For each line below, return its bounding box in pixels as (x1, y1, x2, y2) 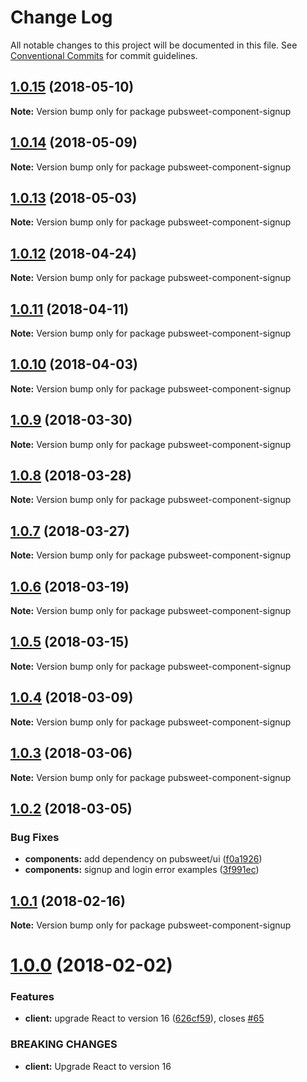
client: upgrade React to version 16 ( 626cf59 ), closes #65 (24, 1012, 265, 1025)
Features (10, 990, 55, 1004)
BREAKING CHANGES (10, 1037, 118, 1051)
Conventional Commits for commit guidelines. (10, 49, 198, 61)
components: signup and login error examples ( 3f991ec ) (24, 864, 260, 876)
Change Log (10, 6, 113, 29)
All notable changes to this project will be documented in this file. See (10, 39, 298, 51)
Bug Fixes (10, 830, 60, 844)
